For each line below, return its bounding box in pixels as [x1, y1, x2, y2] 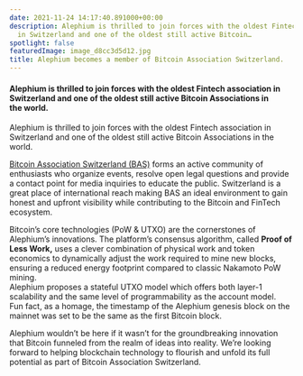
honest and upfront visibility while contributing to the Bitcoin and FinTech [9, 197, 281, 208]
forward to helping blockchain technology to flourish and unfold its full [9, 347, 271, 358]
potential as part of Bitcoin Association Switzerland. [9, 357, 201, 368]
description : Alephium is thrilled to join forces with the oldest [9, 22, 269, 31]
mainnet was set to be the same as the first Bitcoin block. [9, 310, 223, 321]
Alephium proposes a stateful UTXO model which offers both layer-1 [9, 281, 263, 293]
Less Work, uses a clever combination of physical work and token [9, 243, 255, 254]
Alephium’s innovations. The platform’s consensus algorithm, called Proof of [9, 234, 293, 244]
